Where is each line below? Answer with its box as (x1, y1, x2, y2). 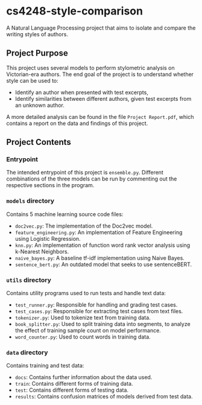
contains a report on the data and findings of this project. (6, 120, 148, 127)
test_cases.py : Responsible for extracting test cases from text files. (14, 308, 183, 315)
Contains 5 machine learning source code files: (6, 210, 124, 218)
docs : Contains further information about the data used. (14, 374, 153, 381)
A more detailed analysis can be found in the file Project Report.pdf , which (6, 113, 194, 120)
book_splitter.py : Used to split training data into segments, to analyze (14, 320, 191, 328)
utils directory (6, 276, 51, 284)
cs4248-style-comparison (6, 4, 144, 18)
